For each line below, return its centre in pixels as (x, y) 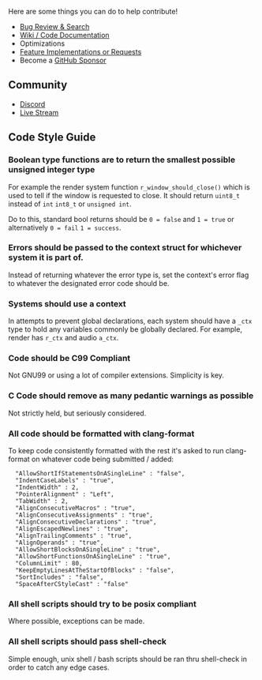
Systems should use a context (67, 303)
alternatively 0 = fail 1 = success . (65, 227)
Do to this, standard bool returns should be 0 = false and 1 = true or (121, 219)
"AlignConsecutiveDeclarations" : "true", (86, 522)
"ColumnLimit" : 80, (49, 563)
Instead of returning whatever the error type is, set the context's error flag (129, 275)
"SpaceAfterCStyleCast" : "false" (72, 584)
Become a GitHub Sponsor (63, 60)
